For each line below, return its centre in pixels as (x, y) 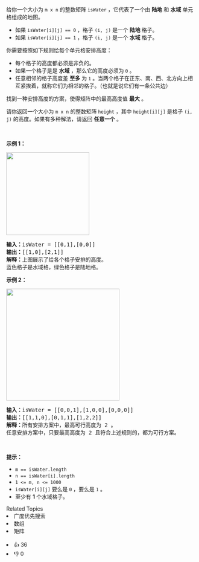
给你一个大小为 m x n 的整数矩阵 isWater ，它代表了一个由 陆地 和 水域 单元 (100, 9)
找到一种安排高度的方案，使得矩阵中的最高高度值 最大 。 (76, 99)
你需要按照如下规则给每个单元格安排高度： (59, 50)
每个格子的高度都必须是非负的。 (55, 63)
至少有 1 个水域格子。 (41, 497)
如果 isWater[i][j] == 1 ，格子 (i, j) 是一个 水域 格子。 (86, 37)
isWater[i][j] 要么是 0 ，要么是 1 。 (60, 489)
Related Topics (25, 509)
